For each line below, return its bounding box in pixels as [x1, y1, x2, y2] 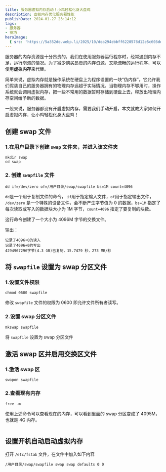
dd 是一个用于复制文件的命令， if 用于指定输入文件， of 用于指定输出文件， [5, 193, 154, 199]
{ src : [9, 40, 23, 44]
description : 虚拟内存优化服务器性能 [5, 12, 75, 17]
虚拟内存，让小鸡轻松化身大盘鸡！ [9, 112, 79, 118]
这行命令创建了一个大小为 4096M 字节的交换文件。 [5, 216, 109, 222]
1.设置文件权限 [5, 279, 40, 286]
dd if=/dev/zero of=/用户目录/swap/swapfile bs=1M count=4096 [5, 184, 133, 189]
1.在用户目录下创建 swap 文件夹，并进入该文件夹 [5, 144, 118, 151]
